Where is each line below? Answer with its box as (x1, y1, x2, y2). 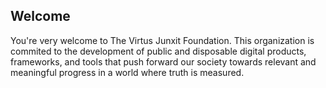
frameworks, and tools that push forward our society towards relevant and (10, 55, 317, 68)
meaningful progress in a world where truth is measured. (10, 66, 245, 78)
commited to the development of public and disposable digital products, (10, 45, 307, 57)
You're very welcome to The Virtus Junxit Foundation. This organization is (10, 34, 315, 46)
